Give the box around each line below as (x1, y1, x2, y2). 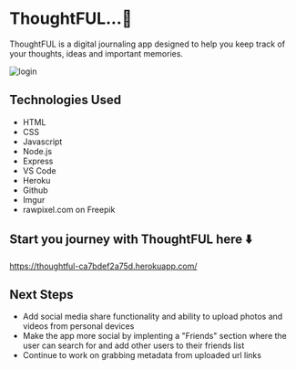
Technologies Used (9, 92, 121, 108)
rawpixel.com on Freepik (22, 204, 116, 215)
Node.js (22, 145, 53, 156)
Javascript (22, 136, 63, 147)
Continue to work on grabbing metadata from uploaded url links (22, 350, 262, 361)
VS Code (22, 164, 56, 176)
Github (22, 185, 48, 196)
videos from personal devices (22, 321, 135, 332)
